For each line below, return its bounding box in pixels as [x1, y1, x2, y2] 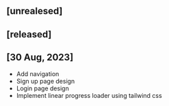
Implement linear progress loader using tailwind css [16, 91, 162, 99]
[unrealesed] [6, 5, 63, 17]
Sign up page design [16, 77, 75, 85]
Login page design [16, 84, 69, 92]
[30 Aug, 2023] [6, 52, 74, 63]
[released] [6, 29, 52, 40]
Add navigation [16, 69, 60, 77]
